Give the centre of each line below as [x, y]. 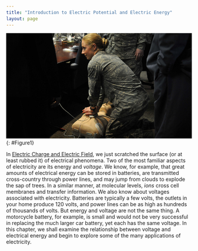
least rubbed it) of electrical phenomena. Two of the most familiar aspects [96, 161]
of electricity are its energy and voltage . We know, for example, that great [95, 167]
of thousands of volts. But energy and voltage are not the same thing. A [93, 211]
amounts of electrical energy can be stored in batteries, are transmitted [93, 173]
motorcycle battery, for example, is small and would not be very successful [97, 217]
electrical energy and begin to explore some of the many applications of [93, 236]
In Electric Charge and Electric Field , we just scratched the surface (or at [94, 154]
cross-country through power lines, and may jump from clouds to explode [96, 179]
